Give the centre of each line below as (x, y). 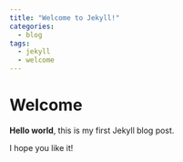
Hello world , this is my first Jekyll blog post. (92, 130)
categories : (32, 26)
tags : (20, 43)
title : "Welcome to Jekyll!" (65, 18)
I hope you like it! (41, 147)
